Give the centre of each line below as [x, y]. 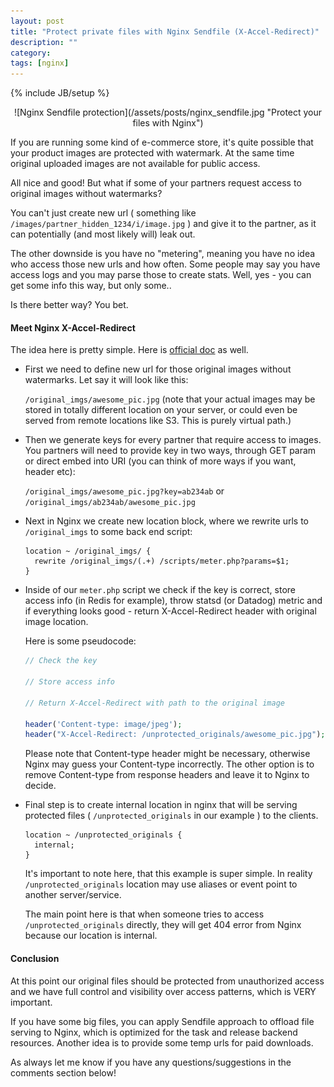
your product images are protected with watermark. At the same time [152, 153]
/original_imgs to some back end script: [108, 532]
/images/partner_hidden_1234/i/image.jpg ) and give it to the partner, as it [163, 224]
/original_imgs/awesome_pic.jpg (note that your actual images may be [170, 399]
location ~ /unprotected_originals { [103, 835]
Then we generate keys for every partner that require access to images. [173, 440]
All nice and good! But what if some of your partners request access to [156, 183]
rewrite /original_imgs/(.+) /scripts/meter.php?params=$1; [162, 561]
